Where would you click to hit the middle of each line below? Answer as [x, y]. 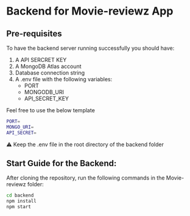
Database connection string [50, 73]
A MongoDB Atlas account [48, 66]
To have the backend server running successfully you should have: [90, 48]
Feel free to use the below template [51, 110]
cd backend [20, 195]
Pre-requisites [34, 34]
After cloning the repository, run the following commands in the [86, 178]
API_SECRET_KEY [46, 99]
